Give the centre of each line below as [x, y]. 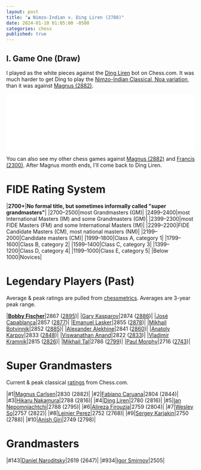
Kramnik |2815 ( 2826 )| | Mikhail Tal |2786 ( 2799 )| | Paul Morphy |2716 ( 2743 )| [98, 341]
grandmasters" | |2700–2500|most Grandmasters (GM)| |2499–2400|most [98, 212]
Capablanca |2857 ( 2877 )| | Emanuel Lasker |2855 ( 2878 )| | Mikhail [86, 322]
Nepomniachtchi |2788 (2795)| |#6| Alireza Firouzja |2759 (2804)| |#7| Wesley [100, 406]
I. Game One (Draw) [43, 59]
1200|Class [20, 250]
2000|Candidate [26, 238]
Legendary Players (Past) [70, 281]
